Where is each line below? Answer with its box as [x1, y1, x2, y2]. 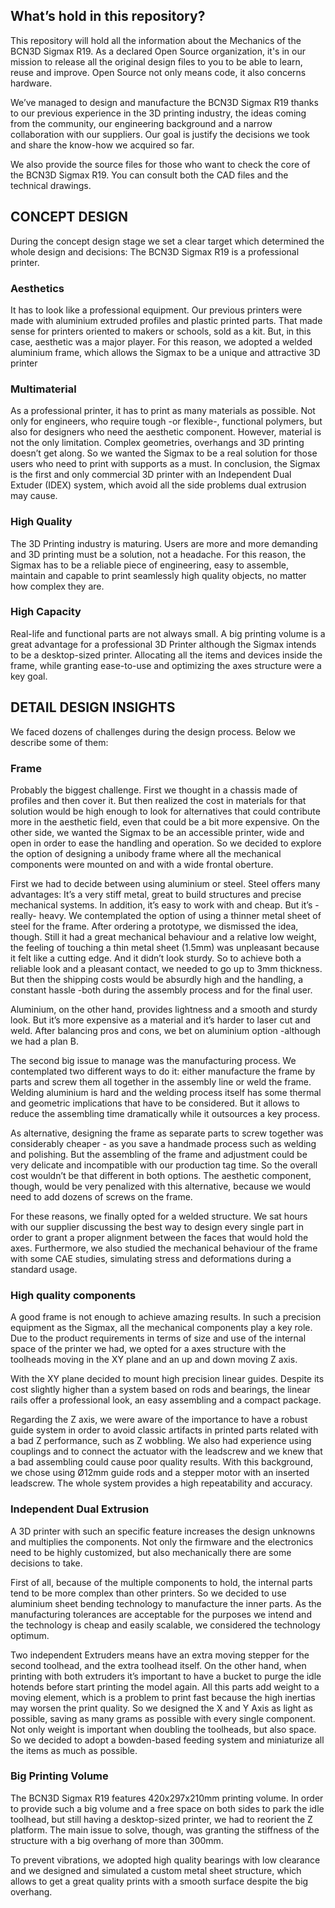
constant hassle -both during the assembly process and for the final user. [10, 984, 313, 996]
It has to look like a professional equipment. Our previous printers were [10, 304, 303, 316]
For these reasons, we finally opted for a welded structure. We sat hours [10, 1210, 308, 1222]
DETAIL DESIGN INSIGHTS [10, 699, 176, 716]
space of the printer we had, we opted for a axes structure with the [10, 1343, 287, 1355]
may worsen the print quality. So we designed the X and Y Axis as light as [10, 1702, 313, 1714]
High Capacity [10, 605, 82, 619]
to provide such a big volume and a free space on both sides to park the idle [10, 1802, 325, 1814]
